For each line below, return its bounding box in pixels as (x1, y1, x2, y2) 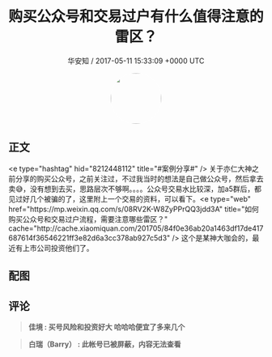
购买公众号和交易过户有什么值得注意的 (8, 7, 265, 26)
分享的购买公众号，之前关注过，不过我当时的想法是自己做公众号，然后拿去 (15, 173, 264, 183)
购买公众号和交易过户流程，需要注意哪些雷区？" (8, 214, 168, 223)
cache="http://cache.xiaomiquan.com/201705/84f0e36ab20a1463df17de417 (8, 223, 264, 233)
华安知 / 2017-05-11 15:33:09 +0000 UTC (67, 56, 205, 66)
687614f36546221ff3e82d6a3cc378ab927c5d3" (8, 232, 171, 243)
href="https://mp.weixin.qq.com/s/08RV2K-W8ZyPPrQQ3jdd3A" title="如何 (8, 204, 259, 214)
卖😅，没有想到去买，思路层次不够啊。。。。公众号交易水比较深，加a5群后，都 (8, 184, 261, 193)
